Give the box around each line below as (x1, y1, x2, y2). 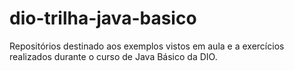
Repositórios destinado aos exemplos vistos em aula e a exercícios (9, 40, 285, 52)
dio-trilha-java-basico (9, 7, 197, 30)
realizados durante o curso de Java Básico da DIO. (9, 50, 218, 62)
